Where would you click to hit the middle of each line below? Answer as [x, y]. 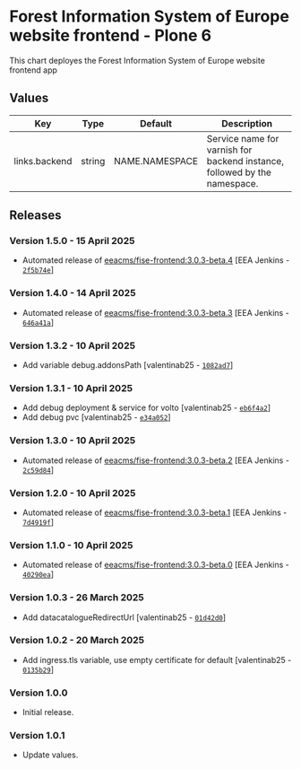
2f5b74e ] [38, 270]
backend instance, [245, 161]
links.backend [43, 161]
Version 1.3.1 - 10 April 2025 [71, 388]
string [93, 161]
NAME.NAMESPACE [156, 161]
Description [247, 123]
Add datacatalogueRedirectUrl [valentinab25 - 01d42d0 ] [124, 617]
